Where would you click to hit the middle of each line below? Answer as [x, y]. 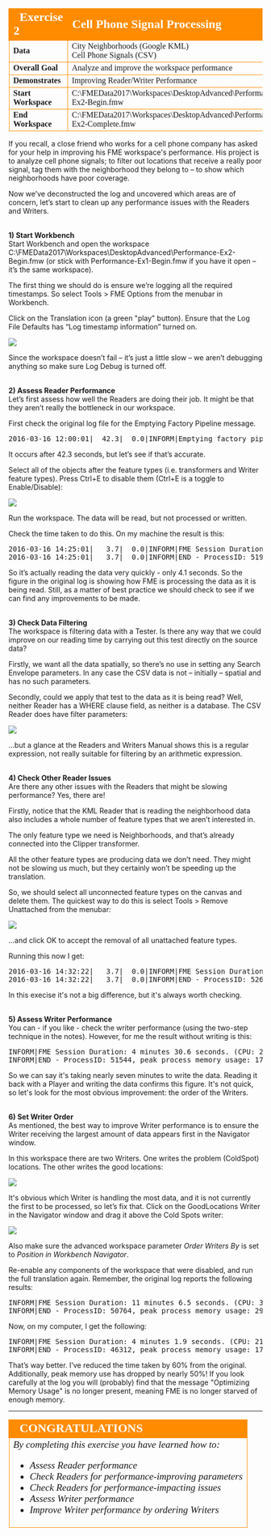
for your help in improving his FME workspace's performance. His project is [134, 152]
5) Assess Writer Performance [60, 1019]
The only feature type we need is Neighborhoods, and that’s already [122, 835]
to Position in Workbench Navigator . [69, 1254]
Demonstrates [37, 81]
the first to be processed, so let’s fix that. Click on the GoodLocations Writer [134, 1206]
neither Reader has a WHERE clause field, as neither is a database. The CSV [135, 706]
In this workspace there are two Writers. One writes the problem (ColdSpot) [134, 1158]
